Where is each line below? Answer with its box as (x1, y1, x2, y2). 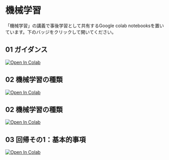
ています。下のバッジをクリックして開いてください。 (5, 29, 116, 35)
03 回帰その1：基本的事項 (5, 135, 86, 144)
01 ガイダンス (5, 45, 47, 54)
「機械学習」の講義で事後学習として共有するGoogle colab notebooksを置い (5, 22, 164, 29)
